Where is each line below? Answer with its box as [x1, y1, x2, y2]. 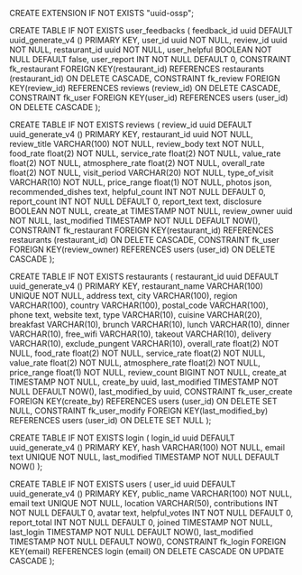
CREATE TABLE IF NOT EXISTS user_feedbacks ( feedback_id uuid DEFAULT [9, 25, 293, 35]
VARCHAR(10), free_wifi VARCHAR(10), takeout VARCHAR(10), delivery [9, 329, 272, 339]
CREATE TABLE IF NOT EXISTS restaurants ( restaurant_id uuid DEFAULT [9, 271, 279, 282]
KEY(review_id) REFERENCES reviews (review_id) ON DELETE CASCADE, [9, 83, 281, 93]
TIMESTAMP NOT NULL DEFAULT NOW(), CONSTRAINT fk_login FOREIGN [9, 536, 287, 547]
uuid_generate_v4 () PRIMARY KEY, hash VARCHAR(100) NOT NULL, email [9, 442, 286, 452]
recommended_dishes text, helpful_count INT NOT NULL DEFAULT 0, [9, 187, 266, 197]
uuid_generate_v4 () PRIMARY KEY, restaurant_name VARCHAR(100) [9, 281, 264, 292]
